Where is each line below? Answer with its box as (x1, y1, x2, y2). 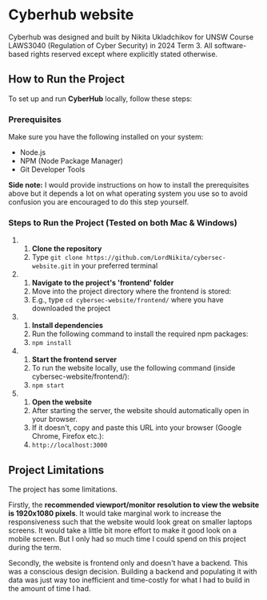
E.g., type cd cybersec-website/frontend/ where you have (31, 295, 224, 305)
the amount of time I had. (8, 584, 91, 594)
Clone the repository (31, 244, 102, 253)
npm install (31, 339, 72, 347)
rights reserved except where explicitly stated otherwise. (30, 49, 218, 59)
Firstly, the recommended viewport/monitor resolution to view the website (8, 500, 260, 510)
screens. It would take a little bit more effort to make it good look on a (8, 525, 237, 535)
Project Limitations (8, 463, 105, 476)
